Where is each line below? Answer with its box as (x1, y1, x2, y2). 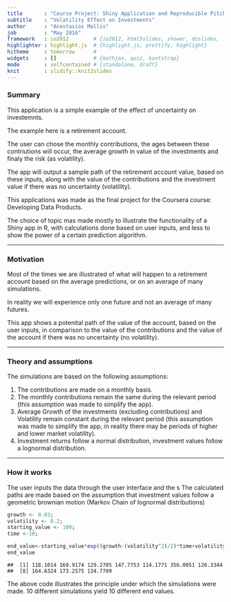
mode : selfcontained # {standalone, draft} (7, 61, 158, 68)
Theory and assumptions (7, 357, 93, 366)
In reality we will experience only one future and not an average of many (7, 298, 212, 306)
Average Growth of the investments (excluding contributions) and (16, 408, 203, 416)
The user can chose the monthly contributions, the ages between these (7, 140, 210, 148)
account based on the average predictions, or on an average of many (7, 278, 203, 286)
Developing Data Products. (7, 203, 83, 211)
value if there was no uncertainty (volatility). (7, 182, 132, 190)
